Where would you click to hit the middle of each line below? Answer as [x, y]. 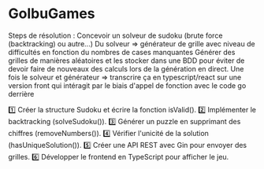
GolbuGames [52, 14]
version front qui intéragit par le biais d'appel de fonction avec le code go [127, 85]
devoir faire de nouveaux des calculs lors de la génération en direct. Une [126, 68]
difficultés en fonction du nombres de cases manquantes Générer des [122, 52]
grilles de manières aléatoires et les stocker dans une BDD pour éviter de [126, 61]
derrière [21, 94]
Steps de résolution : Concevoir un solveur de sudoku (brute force [115, 35]
